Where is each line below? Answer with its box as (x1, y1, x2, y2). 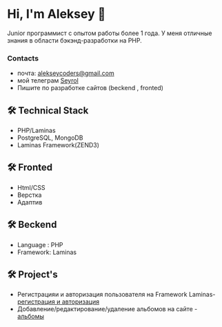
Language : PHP (17, 240, 63, 249)
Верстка (17, 191, 42, 199)
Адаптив (17, 198, 43, 206)
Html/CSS (17, 183, 46, 191)
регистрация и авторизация (17, 297, 100, 306)
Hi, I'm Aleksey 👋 (7, 6, 106, 22)
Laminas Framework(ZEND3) (17, 141, 100, 149)
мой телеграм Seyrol (17, 76, 79, 85)
